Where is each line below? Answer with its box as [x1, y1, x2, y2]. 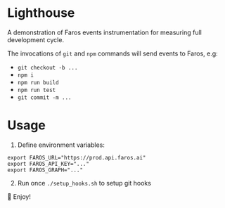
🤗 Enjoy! [7, 192, 32, 201]
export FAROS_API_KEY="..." [7, 160, 90, 167]
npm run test [17, 86, 56, 93]
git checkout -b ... [17, 64, 78, 71]
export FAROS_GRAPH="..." [7, 167, 83, 174]
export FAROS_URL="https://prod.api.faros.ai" [7, 154, 146, 161]
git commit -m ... [17, 93, 72, 101]
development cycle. [7, 35, 65, 44]
